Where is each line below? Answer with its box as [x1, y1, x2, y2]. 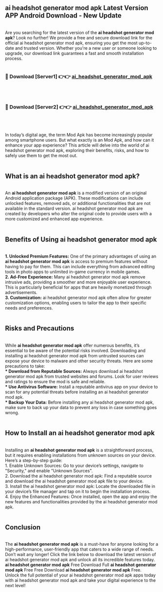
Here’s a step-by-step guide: [5, 457, 62, 463]
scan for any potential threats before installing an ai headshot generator [5, 389, 149, 395]
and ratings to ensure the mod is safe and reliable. [5, 378, 106, 384]
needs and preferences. [5, 305, 53, 311]
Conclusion [5, 523, 41, 532]
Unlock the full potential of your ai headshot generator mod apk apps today [5, 572, 156, 578]
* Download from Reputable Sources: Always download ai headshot [5, 368, 143, 374]
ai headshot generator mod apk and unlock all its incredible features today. [5, 557, 155, 563]
